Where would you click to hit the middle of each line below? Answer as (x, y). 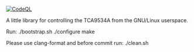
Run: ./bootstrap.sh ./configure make (50, 32)
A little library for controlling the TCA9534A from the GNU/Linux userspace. (97, 20)
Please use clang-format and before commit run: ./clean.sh (77, 43)
